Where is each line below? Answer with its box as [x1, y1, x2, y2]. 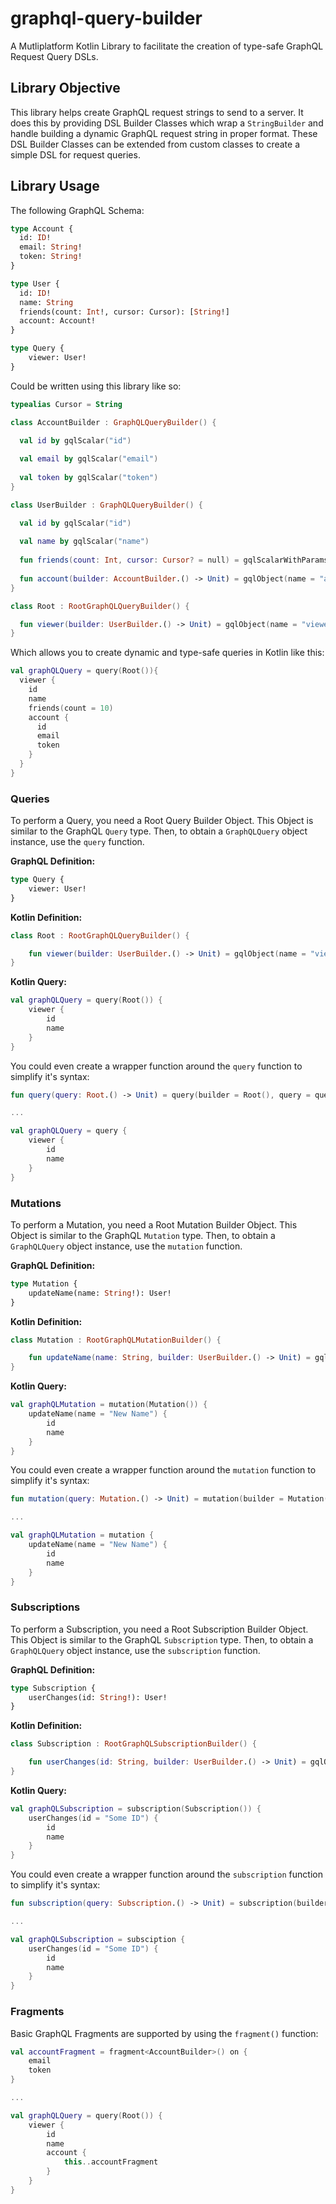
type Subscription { [10, 1683, 97, 1693]
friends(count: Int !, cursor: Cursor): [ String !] [19, 307, 230, 317]
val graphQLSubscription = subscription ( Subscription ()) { [10, 1803, 262, 1814]
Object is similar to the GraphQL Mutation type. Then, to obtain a [10, 1229, 276, 1241]
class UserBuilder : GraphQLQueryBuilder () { [10, 500, 203, 510]
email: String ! [19, 242, 83, 252]
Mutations [10, 1196, 62, 1210]
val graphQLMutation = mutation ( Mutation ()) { [10, 1400, 208, 1410]
